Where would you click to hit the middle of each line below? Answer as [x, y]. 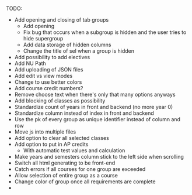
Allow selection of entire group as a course [66, 175]
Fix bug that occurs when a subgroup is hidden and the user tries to [105, 32]
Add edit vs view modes [43, 76]
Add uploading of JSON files [49, 69]
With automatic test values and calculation [74, 150]
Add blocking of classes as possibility [60, 101]
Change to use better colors [48, 82]
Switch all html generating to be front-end [65, 163]
